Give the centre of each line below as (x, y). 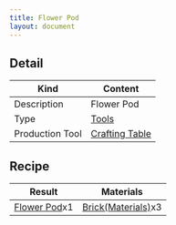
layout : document (42, 26)
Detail (26, 63)
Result (44, 192)
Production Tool (48, 134)
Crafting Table (121, 134)
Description (39, 104)
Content (121, 89)
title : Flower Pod (44, 18)
